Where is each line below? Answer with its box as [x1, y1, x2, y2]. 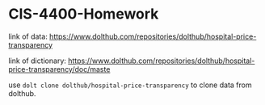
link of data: [8, 31, 48, 41]
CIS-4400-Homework [8, 5, 159, 23]
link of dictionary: [8, 56, 67, 65]
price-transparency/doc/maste [8, 64, 111, 73]
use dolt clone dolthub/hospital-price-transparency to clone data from [8, 80, 252, 90]
